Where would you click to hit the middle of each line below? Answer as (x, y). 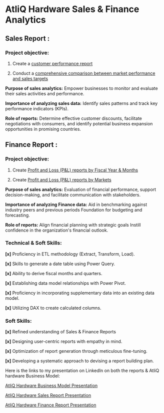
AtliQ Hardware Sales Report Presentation (48, 395)
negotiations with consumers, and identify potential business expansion (79, 123)
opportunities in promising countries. (43, 129)
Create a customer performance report (52, 63)
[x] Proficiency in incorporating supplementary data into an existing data (80, 293)
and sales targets (30, 78)
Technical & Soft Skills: (33, 243)
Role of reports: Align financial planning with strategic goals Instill (73, 225)
